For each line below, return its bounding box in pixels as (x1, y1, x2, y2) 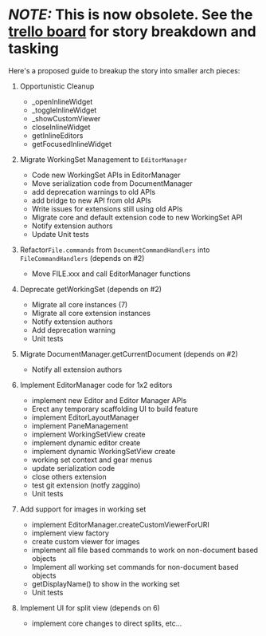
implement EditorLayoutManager (31, 413, 139, 422)
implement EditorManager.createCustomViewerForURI (31, 519, 209, 529)
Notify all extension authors (31, 365, 123, 374)
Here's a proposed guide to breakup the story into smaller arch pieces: (8, 65, 241, 75)
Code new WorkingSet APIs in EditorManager (31, 170, 181, 180)
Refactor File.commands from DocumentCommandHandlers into (19, 245, 210, 255)
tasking (8, 40, 60, 57)
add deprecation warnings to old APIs (31, 187, 156, 196)
